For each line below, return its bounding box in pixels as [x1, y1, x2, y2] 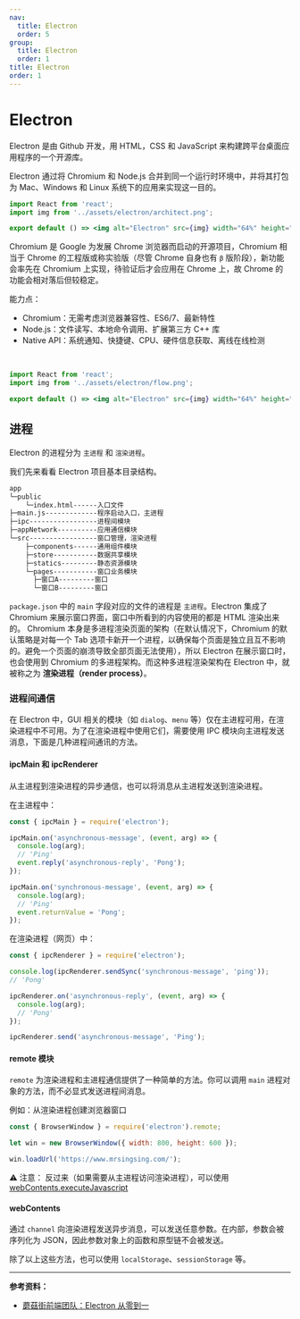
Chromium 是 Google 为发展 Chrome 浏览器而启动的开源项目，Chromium [9, 241, 278, 252]
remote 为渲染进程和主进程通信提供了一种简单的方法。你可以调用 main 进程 [9, 1074, 283, 1086]
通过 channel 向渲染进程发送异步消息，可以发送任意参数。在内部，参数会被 [9, 1223, 284, 1234]
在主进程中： [9, 799, 56, 810]
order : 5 [17, 29, 50, 38]
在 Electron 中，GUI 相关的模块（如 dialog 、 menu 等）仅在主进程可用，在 [9, 714, 277, 725]
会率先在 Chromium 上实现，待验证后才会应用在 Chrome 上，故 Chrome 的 [9, 264, 284, 274]
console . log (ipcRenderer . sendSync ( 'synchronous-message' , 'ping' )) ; [9, 967, 270, 977]
